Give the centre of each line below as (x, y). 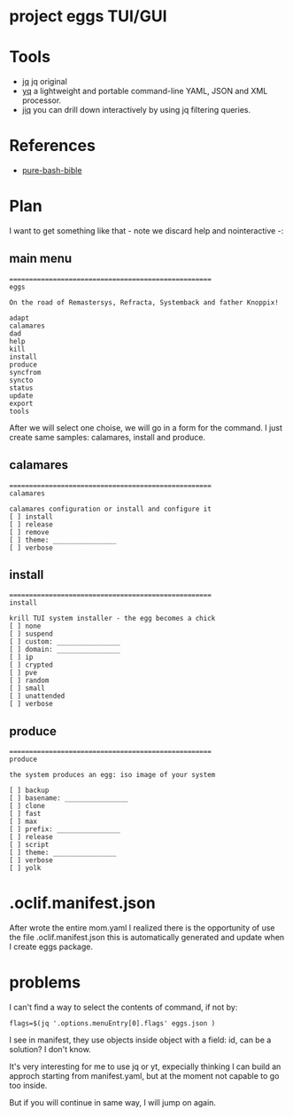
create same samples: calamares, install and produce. (108, 437)
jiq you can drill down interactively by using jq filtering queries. (136, 110)
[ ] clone (27, 806)
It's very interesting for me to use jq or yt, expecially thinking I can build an (145, 1066)
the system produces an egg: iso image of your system (112, 775)
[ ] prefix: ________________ (65, 829)
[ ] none (25, 626)
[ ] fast (25, 814)
